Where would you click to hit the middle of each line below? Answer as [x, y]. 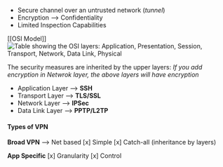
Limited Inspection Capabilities [62, 25]
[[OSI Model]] [27, 39]
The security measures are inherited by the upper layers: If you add [105, 67]
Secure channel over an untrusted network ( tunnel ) [91, 10]
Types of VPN [28, 126]
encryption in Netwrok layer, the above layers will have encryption [103, 74]
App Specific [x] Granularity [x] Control [65, 156]
